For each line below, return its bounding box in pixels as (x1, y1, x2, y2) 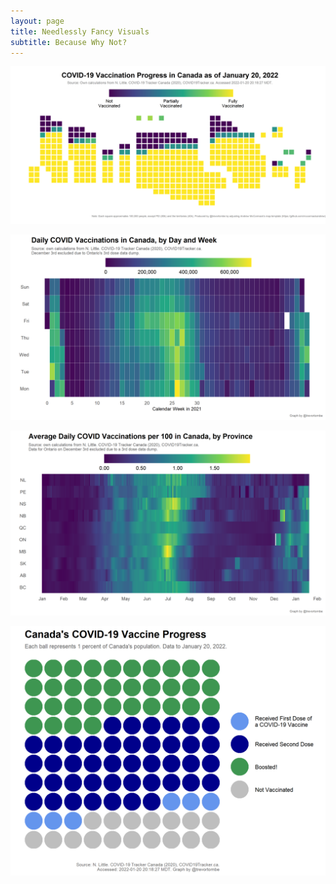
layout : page (10, 16, 65, 26)
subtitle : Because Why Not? (10, 37, 128, 47)
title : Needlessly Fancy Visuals (10, 26, 150, 37)
